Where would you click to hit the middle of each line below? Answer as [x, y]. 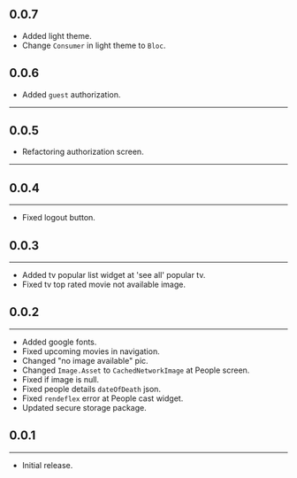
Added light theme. [57, 35]
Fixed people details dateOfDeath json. [91, 389]
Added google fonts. [59, 342]
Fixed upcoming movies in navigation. [91, 351]
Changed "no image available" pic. [85, 360]
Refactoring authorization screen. [83, 152]
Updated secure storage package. [84, 407]
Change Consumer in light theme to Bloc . [94, 45]
